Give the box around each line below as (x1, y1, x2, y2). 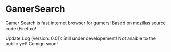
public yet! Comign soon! (5, 40, 58, 46)
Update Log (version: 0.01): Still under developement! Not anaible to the (5, 35, 156, 41)
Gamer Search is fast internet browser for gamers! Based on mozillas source (5, 20, 166, 26)
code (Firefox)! (5, 25, 37, 31)
